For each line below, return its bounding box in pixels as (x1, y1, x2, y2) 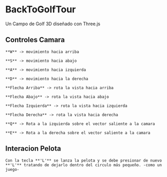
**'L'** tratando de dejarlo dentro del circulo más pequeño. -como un (5, 162, 162, 168)
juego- (5, 167, 20, 172)
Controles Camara (5, 36, 65, 44)
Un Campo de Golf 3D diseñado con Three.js (5, 21, 101, 27)
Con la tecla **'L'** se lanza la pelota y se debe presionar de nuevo (5, 158, 162, 163)
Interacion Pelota (5, 144, 61, 153)
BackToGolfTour (5, 4, 76, 15)
